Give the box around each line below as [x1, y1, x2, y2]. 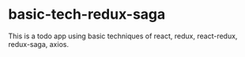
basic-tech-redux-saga [8, 5, 166, 23]
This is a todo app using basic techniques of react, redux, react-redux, [8, 31, 238, 41]
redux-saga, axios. [8, 39, 70, 48]
